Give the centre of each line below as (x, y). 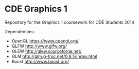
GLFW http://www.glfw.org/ (39, 46)
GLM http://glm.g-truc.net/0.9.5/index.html (54, 56)
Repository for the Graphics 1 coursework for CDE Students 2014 (69, 22)
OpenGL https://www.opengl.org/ (45, 41)
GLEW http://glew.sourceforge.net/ (47, 51)
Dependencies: (20, 31)
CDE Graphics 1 (36, 9)
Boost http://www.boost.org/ (40, 61)
